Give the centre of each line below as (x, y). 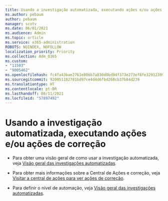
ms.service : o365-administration (40, 42)
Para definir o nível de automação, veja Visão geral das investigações (84, 188)
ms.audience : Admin (25, 33)
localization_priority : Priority (40, 51)
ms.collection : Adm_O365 (31, 56)
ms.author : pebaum (24, 14)
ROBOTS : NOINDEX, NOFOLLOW (33, 47)
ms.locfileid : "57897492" (32, 98)
